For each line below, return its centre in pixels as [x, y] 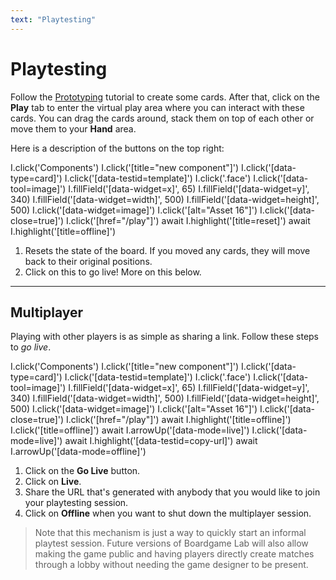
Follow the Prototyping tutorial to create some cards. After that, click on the [165, 97]
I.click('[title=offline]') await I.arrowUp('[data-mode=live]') [130, 430]
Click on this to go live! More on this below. [113, 272]
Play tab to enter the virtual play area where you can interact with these [157, 107]
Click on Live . [53, 482]
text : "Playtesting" [53, 19]
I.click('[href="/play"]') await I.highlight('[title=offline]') [179, 420]
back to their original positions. [88, 261]
